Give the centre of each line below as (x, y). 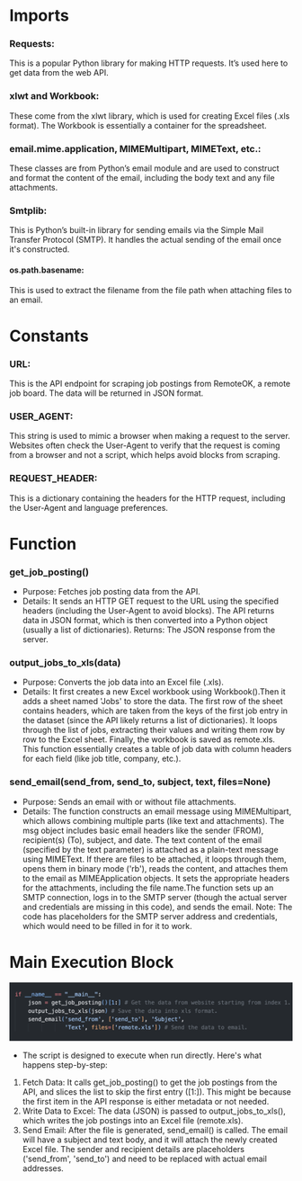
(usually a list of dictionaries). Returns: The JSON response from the (149, 630)
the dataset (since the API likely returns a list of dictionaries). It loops (150, 720)
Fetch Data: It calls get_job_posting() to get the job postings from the (150, 1083)
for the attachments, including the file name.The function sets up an (148, 888)
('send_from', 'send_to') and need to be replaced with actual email (145, 1159)
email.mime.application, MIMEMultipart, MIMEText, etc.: (135, 148)
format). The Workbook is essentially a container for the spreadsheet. (138, 125)
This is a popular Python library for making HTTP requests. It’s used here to (149, 63)
